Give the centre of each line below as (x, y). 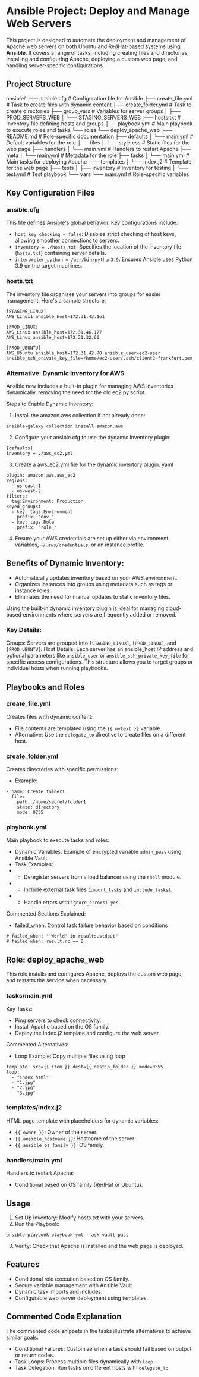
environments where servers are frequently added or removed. (100, 614)
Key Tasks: (19, 1008)
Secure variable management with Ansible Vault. (74, 1285)
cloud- (174, 608)
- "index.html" (30, 1077)
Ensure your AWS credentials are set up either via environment (91, 539)
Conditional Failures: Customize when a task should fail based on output (103, 1348)
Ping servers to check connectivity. (58, 1020)
